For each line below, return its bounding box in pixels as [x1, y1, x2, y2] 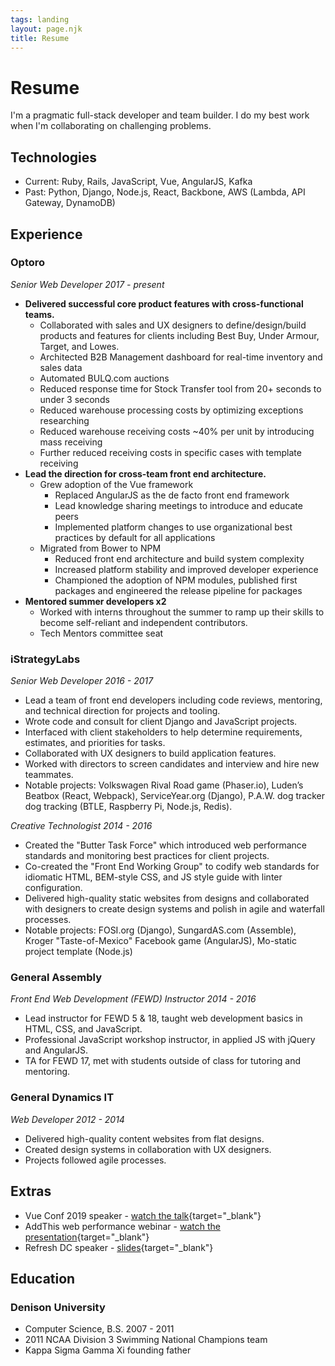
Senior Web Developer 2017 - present [10, 278, 165, 290]
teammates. [24, 769, 74, 781]
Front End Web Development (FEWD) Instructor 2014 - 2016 [10, 993, 257, 1005]
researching [39, 414, 90, 426]
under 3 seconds [39, 393, 110, 405]
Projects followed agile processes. [24, 1154, 167, 1166]
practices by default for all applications [54, 531, 216, 543]
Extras [10, 1183, 52, 1200]
